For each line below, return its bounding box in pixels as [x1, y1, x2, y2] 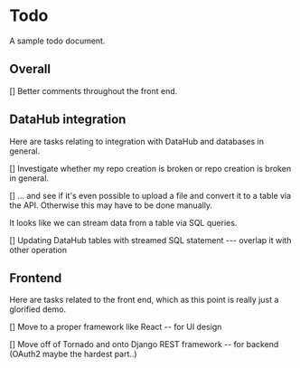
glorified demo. [9, 304, 66, 315]
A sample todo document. [9, 35, 106, 46]
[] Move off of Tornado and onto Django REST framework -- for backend [9, 339, 279, 350]
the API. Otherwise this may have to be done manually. [9, 200, 213, 211]
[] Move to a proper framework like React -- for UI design [9, 322, 222, 333]
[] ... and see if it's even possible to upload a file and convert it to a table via [9, 190, 292, 201]
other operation [9, 244, 68, 255]
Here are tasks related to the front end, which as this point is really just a [9, 295, 279, 306]
